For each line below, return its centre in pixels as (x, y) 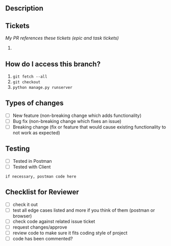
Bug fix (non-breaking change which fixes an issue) (67, 121)
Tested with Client (32, 167)
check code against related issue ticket (54, 221)
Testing (18, 149)
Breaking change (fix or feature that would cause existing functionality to (89, 127)
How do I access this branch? (53, 64)
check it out (25, 204)
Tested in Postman (32, 161)
